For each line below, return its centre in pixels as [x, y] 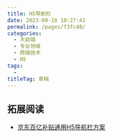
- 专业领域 [27, 46]
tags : [15, 66]
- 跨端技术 [27, 53]
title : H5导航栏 [29, 14]
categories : [24, 33]
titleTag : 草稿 [28, 79]
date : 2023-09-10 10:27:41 [46, 20]
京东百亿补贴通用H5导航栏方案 [61, 127]
